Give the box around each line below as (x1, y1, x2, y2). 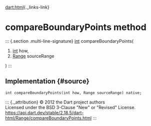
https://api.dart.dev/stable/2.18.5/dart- (5, 110, 84, 116)
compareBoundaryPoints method (5, 22, 146, 33)
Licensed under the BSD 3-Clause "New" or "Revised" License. (5, 104, 136, 110)
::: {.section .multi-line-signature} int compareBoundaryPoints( (5, 38, 134, 44)
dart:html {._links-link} (5, 4, 50, 10)
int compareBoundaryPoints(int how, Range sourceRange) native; (5, 90, 142, 95)
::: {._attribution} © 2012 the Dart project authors (5, 99, 105, 105)
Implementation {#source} (5, 77, 90, 86)
